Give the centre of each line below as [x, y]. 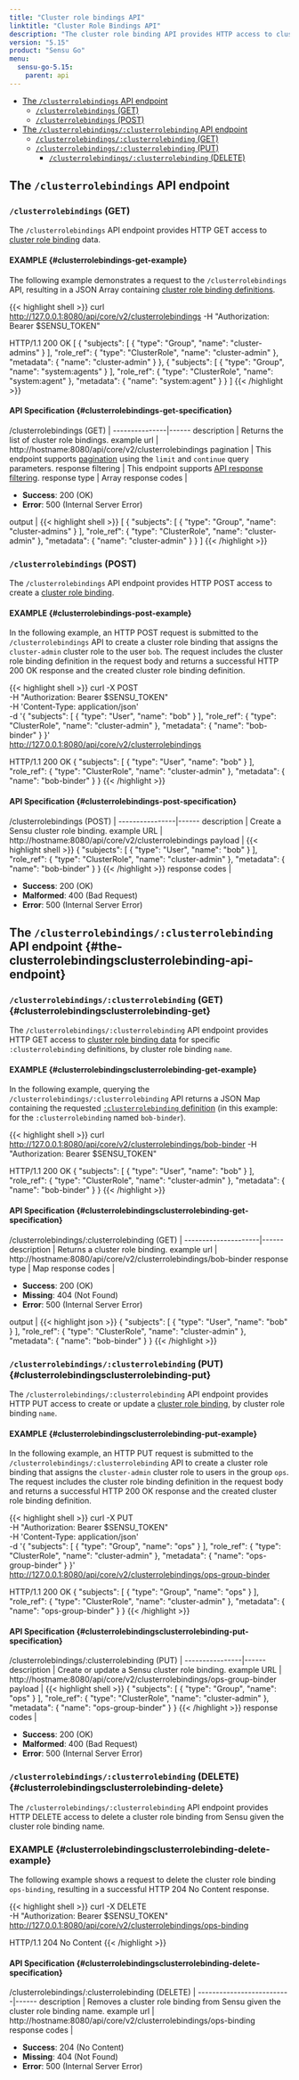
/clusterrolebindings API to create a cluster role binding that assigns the [144, 642]
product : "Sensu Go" [48, 51]
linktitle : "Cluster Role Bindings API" [85, 26]
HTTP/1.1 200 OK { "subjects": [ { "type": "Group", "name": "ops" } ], [134, 1592]
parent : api [47, 76]
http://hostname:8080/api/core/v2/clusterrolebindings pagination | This [140, 449]
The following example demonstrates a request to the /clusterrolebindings [148, 280]
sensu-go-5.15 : [45, 68]
